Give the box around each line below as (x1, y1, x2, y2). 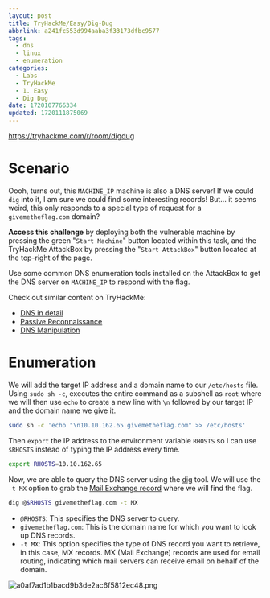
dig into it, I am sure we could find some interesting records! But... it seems (8, 194, 257, 204)
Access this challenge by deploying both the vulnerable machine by (8, 227, 235, 237)
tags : (8, 34, 27, 43)
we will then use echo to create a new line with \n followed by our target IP (8, 397, 253, 406)
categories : (8, 64, 48, 72)
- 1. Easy (15, 86, 48, 95)
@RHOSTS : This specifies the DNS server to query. (19, 513, 180, 523)
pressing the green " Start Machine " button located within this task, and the (8, 235, 257, 245)
